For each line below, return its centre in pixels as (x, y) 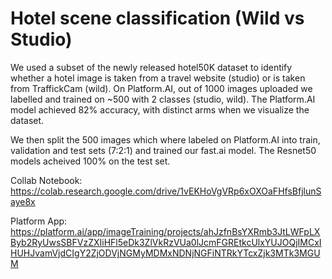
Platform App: (39, 221)
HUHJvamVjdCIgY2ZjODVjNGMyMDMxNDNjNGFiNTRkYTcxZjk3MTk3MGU (165, 253)
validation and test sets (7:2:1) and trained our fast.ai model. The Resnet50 (163, 150)
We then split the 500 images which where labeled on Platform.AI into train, (165, 139)
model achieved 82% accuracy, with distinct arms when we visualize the (160, 109)
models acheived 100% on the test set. (90, 161)
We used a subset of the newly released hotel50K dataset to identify (151, 67)
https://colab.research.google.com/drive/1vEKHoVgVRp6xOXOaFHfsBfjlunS (166, 191)
